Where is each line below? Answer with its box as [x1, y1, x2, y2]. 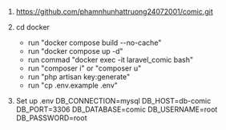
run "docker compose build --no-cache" [27, 38, 162, 47]
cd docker [15, 22, 50, 31]
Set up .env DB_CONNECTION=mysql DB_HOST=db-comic [15, 96, 212, 105]
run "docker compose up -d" [27, 47, 123, 55]
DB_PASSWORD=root [15, 113, 87, 123]
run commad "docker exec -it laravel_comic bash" [27, 55, 194, 64]
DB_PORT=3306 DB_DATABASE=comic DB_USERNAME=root [15, 104, 218, 114]
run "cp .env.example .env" [27, 80, 119, 90]
